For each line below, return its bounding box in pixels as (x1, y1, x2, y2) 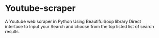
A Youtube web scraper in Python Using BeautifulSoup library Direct (5, 19, 142, 24)
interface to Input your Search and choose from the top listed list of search (5, 23, 154, 29)
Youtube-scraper (5, 3, 76, 14)
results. (5, 28, 20, 34)
